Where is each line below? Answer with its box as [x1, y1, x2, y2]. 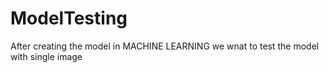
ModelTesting [10, 7, 128, 30]
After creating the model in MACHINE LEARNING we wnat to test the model [10, 40, 320, 52]
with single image [10, 50, 83, 62]
